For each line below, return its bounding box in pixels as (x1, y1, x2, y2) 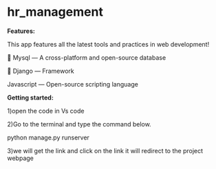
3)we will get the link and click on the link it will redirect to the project (7, 146, 204, 155)
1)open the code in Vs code (7, 106, 85, 115)
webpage (7, 154, 34, 162)
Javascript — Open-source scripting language (7, 80, 139, 88)
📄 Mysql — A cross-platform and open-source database (7, 53, 166, 62)
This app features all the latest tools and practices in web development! (7, 40, 210, 48)
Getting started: (7, 93, 54, 102)
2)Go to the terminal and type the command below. (7, 120, 151, 128)
